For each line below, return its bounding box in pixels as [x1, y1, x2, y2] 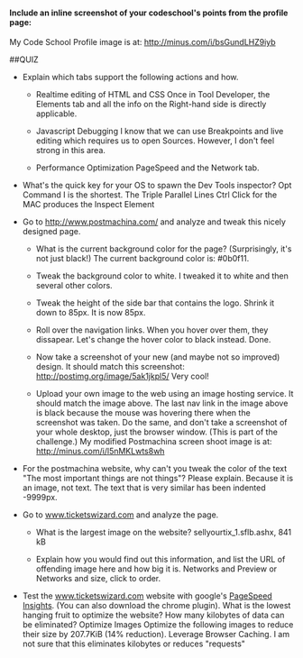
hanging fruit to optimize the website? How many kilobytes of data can [22, 609, 285, 621]
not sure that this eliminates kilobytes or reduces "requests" [22, 638, 246, 649]
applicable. [35, 108, 78, 119]
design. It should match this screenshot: [35, 361, 185, 372]
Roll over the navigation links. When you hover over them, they [35, 324, 269, 335]
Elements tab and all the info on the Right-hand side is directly [35, 99, 267, 110]
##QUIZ [9, 54, 39, 65]
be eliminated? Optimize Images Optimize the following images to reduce [22, 619, 294, 630]
